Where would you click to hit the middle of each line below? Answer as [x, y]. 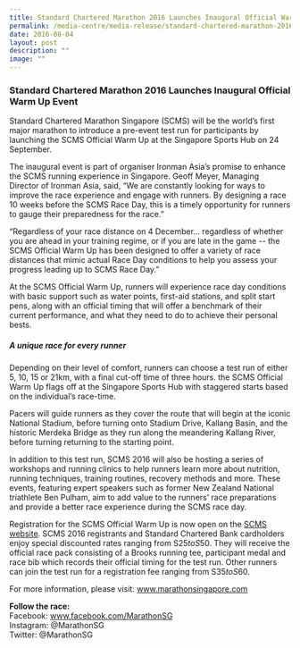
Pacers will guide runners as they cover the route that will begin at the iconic [150, 414]
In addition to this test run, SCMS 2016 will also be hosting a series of [137, 459]
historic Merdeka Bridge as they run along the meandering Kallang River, [143, 433]
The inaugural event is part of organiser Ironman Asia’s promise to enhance [147, 167]
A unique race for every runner [68, 345]
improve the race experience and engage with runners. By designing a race [148, 195]
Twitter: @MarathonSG [51, 635]
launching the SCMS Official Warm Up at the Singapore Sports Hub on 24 [144, 140]
